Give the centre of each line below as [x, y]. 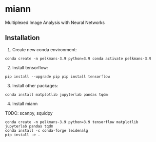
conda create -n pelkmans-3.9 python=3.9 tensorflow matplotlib [72, 122]
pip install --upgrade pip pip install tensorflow [58, 77]
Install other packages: [35, 85]
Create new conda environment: [44, 49]
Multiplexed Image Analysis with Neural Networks [55, 22]
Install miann [25, 103]
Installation [22, 38]
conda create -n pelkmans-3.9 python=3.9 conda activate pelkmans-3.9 [78, 59]
